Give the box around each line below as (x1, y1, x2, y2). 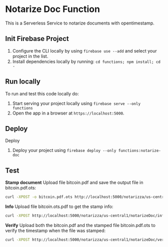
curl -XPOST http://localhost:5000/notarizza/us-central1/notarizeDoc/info (5, 213, 166, 218)
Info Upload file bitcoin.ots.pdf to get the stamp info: (5, 203, 113, 209)
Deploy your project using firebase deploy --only (12, 147, 116, 153)
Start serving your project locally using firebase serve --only (12, 100, 141, 106)
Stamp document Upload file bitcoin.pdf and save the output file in (5, 179, 143, 185)
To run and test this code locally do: (5, 90, 79, 96)
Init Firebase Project (5, 34, 69, 43)
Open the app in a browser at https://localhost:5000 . (12, 110, 124, 116)
